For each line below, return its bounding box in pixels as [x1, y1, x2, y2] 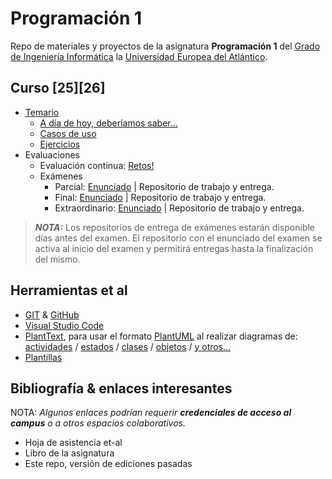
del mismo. [34, 253, 81, 265]
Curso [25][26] [10, 80, 106, 97]
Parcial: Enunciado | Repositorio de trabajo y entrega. [54, 180, 275, 192]
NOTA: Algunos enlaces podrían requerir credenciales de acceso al [10, 407, 292, 419]
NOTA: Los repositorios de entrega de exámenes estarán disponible [34, 221, 315, 233]
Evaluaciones [24, 148, 81, 161]
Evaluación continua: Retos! [39, 159, 155, 171]
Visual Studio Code [24, 319, 105, 331]
